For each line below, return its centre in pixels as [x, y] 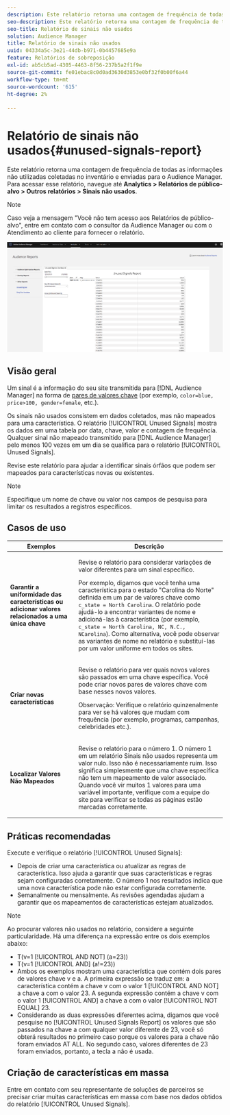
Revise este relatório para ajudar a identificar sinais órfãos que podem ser [111, 465]
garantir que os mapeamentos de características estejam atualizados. [115, 902]
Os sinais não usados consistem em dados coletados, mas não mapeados [111, 415]
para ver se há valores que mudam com [134, 712]
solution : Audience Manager [47, 36]
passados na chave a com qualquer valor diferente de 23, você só [110, 1029]
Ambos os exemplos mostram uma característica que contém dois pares [119, 971]
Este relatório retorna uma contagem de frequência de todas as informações [115, 170]
